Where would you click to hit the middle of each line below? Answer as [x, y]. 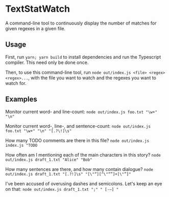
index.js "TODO [21, 145]
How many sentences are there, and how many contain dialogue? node [79, 169]
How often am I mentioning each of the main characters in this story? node [83, 155]
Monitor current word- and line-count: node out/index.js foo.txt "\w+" [81, 112]
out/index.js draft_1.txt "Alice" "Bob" [49, 160]
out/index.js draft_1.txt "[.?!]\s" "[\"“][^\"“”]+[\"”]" [68, 174]
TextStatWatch [38, 9]
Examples [21, 100]
